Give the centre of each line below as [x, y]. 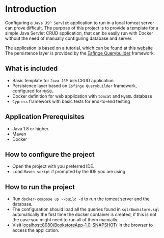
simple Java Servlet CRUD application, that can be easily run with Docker [79, 33]
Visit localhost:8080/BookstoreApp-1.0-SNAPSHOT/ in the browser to [82, 225]
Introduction [31, 9]
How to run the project [40, 187]
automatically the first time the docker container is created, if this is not [84, 214]
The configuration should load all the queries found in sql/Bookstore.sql [86, 209]
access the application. [36, 230]
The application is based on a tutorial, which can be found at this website [79, 48]
